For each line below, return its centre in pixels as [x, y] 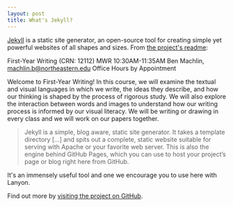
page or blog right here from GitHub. [77, 161]
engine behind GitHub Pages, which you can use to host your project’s [125, 154]
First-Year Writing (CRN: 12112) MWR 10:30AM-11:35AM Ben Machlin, [106, 60]
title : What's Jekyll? [40, 20]
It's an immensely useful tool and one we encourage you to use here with [112, 175]
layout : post [26, 14]
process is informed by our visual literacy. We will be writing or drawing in [113, 111]
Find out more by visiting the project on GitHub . [75, 196]
